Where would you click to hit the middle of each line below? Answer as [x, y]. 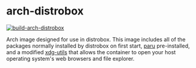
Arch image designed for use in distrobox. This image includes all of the [96, 39]
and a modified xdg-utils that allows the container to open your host [91, 52]
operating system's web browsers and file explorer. [70, 58]
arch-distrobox [45, 11]
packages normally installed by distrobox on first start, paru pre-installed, [98, 46]
